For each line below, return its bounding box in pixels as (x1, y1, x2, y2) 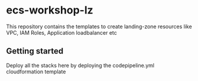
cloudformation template (6, 68, 66, 75)
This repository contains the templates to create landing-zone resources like (6, 23, 192, 30)
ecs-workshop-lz (6, 4, 93, 17)
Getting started (6, 46, 64, 56)
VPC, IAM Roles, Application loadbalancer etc (6, 29, 117, 36)
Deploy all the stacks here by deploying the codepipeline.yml (6, 62, 155, 69)
